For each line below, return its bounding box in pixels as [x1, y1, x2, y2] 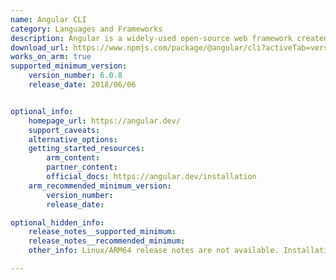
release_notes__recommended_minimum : [28, 236, 186, 246]
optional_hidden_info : [10, 217, 105, 228]
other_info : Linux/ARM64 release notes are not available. [28, 246, 280, 256]
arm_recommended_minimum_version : [28, 181, 172, 191]
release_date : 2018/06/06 [28, 80, 137, 90]
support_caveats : [28, 125, 101, 135]
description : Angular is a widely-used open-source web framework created [10, 33, 329, 43]
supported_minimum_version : [10, 61, 128, 71]
